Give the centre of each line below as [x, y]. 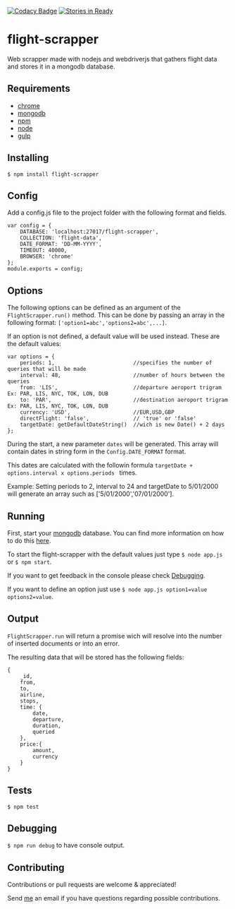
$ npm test [23, 807]
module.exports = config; [45, 269]
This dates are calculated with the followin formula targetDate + [100, 465]
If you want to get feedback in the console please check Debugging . [106, 575]
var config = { [30, 226]
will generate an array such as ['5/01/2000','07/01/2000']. [91, 494]
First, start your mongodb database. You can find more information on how [116, 533]
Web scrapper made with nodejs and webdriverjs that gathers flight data [112, 59]
